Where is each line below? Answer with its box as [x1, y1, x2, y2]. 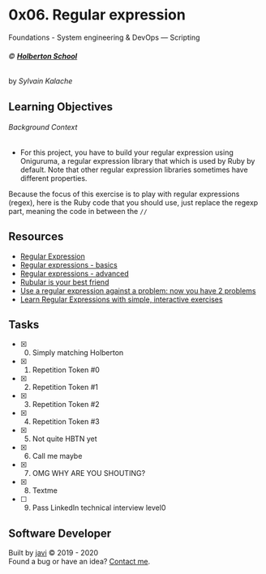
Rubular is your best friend [19, 277, 109, 287]
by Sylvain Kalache [8, 76, 73, 86]
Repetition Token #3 [32, 417, 100, 426]
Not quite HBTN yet [32, 434, 97, 443]
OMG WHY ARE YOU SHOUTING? [32, 469, 146, 478]
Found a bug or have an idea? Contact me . [8, 557, 151, 567]
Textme [32, 486, 58, 495]
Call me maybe [32, 452, 83, 461]
